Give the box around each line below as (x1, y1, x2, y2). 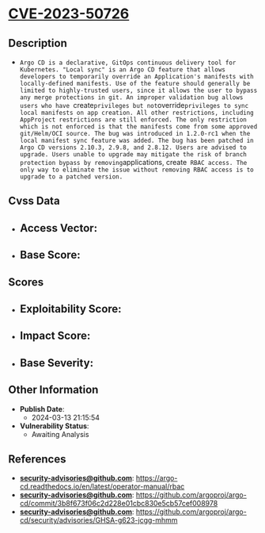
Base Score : (19, 248, 81, 262)
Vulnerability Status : (19, 421, 89, 431)
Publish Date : (19, 404, 65, 413)
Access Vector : (19, 221, 97, 235)
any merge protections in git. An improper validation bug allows (19, 94, 244, 102)
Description (8, 36, 67, 50)
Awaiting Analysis (31, 429, 89, 439)
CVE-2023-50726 (8, 5, 130, 23)
